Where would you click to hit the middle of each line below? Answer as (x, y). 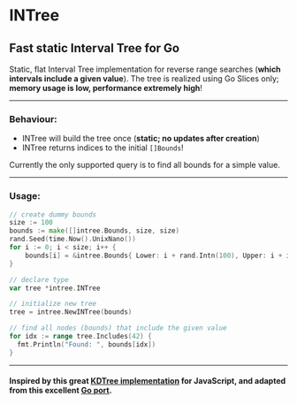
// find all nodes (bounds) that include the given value (118, 328)
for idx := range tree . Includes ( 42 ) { (80, 337)
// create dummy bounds (53, 214)
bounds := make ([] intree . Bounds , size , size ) (94, 231)
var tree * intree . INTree (55, 288)
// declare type (39, 279)
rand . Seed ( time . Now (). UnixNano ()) (73, 240)
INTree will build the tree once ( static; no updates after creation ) (141, 139)
